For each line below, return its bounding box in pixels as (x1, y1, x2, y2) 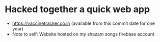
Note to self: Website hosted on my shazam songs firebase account (12, 31, 155, 37)
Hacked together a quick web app (5, 4, 150, 15)
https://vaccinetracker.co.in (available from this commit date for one (12, 20, 155, 26)
